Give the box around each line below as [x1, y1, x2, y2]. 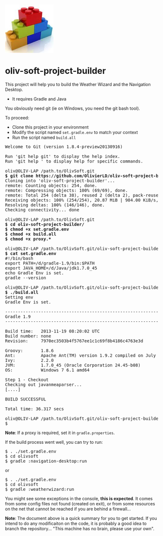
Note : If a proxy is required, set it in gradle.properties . [5, 430, 115, 435]
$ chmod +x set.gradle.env [5, 226, 69, 232]
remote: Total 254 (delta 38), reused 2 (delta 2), [5, 192, 131, 198]
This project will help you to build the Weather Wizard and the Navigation [5, 81, 151, 87]
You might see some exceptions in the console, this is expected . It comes [5, 495, 153, 502]
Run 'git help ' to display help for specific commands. [5, 158, 144, 164]
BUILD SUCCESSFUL [5, 396, 46, 402]
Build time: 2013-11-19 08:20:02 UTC [5, 328, 100, 334]
